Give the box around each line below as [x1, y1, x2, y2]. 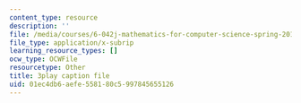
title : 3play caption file [9, 72, 110, 81]
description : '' [9, 21, 70, 30]
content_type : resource [9, 13, 99, 22]
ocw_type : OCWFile [9, 55, 78, 64]
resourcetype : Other [9, 64, 87, 73]
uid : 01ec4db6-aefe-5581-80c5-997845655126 [9, 80, 175, 89]
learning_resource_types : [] [9, 47, 118, 56]
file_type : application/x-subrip [9, 38, 134, 47]
